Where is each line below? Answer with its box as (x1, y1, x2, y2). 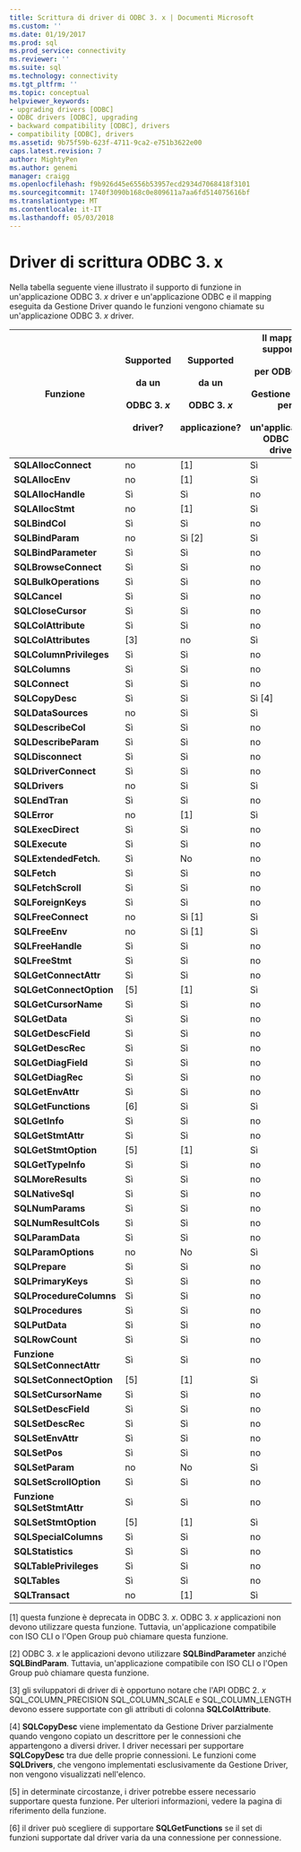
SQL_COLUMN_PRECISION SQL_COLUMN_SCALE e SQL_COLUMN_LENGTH (9, 1694, 292, 1705)
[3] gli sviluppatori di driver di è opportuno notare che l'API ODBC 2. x (9, 1684, 267, 1695)
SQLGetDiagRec (13, 1071, 83, 1083)
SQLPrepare (13, 1260, 67, 1273)
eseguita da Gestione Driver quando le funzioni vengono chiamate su (9, 300, 265, 311)
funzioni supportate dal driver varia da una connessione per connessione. (9, 1831, 282, 1843)
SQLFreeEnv (13, 925, 68, 937)
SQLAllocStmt (13, 502, 75, 515)
